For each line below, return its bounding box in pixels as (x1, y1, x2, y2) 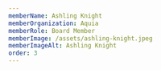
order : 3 (8, 49, 38, 57)
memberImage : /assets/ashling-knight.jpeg (8, 34, 153, 43)
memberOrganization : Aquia (8, 19, 99, 27)
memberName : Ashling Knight (8, 11, 103, 20)
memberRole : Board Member (8, 27, 95, 35)
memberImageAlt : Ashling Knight (8, 42, 117, 50)
